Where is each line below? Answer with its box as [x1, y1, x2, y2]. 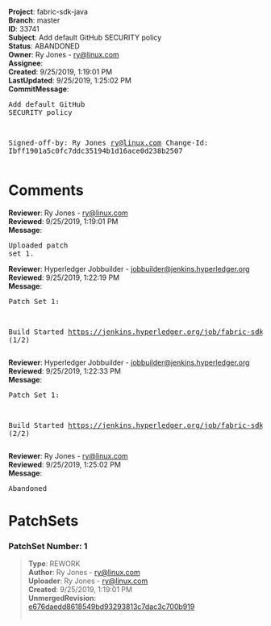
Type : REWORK [27, 559, 81, 569]
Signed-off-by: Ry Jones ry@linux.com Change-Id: [8, 138, 209, 147]
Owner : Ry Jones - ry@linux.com [8, 50, 119, 59]
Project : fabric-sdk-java [8, 7, 89, 16]
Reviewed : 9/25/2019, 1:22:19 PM [8, 273, 120, 282]
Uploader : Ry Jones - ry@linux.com [27, 576, 148, 586]
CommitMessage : [8, 84, 69, 94]
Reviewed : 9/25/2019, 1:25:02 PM [8, 459, 121, 469]
